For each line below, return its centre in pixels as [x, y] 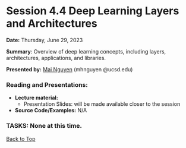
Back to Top [21, 138]
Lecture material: [36, 98]
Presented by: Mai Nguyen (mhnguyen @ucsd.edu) [70, 69]
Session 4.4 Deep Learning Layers [93, 11]
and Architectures [52, 23]
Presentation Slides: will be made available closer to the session [102, 104]
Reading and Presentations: [47, 84]
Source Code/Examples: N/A [51, 111]
